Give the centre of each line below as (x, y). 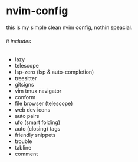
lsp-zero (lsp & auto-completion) (54, 72)
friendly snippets (35, 135)
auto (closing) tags (37, 129)
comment (26, 154)
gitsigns (24, 85)
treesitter (26, 78)
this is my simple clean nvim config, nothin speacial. (69, 27)
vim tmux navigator (38, 91)
